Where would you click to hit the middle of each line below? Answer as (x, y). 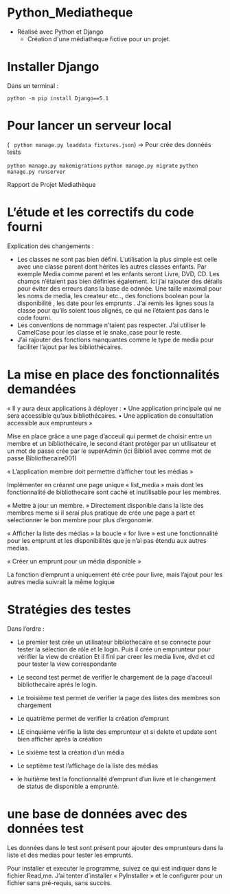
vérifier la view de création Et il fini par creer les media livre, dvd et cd (116, 656)
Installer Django (53, 67)
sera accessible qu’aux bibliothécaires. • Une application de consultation (110, 415)
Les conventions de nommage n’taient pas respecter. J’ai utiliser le (111, 325)
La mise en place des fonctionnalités (113, 374)
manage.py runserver (37, 172)
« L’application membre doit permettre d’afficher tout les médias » (100, 471)
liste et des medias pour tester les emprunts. (70, 855)
